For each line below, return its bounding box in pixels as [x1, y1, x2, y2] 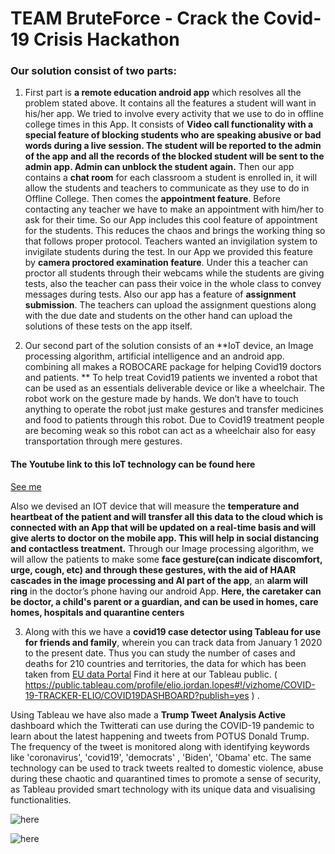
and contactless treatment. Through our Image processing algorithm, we [10, 542, 315, 554]
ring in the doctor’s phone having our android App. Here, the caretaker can [10, 585, 322, 597]
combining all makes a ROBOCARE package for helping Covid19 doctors [24, 361, 322, 373]
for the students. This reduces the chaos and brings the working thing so [24, 225, 326, 237]
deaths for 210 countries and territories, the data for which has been [24, 657, 307, 669]
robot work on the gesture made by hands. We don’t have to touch [24, 393, 299, 405]
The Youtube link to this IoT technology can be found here [10, 458, 256, 471]
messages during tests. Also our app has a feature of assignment [24, 288, 297, 301]
